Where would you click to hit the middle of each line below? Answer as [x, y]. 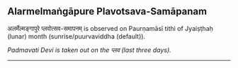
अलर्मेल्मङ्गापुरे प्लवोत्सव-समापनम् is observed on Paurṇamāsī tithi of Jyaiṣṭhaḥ [110, 28]
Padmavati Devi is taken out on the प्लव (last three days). [89, 50]
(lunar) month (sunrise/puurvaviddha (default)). [76, 36]
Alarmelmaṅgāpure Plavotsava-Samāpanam [107, 12]
